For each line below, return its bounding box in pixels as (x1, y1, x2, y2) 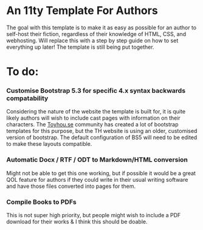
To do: (6, 65, 39, 79)
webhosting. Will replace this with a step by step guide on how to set (6, 37, 179, 44)
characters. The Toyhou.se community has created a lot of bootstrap (6, 121, 179, 128)
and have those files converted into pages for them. (6, 182, 136, 190)
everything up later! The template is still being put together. (6, 43, 154, 51)
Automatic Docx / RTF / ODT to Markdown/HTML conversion (6, 156, 188, 164)
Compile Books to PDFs (6, 198, 77, 206)
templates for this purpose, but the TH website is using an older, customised (6, 128, 198, 135)
